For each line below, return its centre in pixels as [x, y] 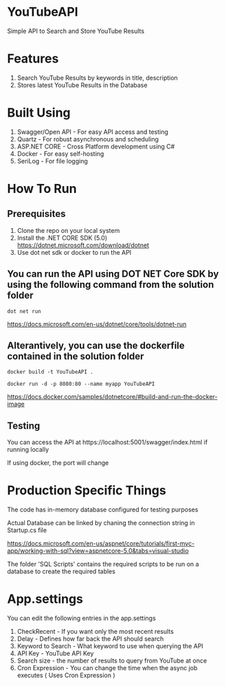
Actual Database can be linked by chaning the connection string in [101, 523]
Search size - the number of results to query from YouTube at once [112, 661]
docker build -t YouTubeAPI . [50, 372]
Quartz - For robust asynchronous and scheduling [88, 139]
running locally [28, 450]
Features [33, 59]
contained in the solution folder [76, 357]
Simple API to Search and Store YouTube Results [76, 31]
